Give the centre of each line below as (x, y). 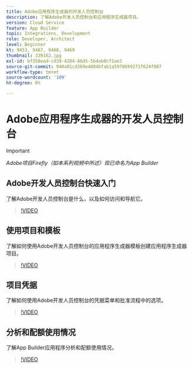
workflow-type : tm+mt (33, 72)
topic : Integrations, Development (49, 34)
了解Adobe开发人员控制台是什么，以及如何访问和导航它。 (76, 198)
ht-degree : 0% (24, 83)
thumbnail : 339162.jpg (34, 56)
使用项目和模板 (33, 231)
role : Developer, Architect (41, 39)
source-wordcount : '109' (36, 77)
